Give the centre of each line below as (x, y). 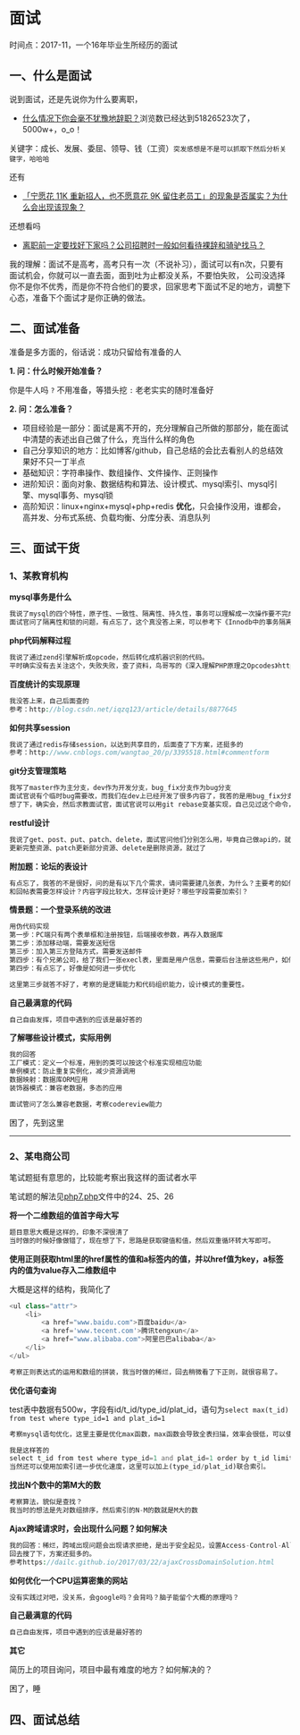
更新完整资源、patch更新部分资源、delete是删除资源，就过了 (108, 848)
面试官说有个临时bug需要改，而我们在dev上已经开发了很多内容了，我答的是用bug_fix (145, 796)
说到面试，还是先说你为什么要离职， (76, 98)
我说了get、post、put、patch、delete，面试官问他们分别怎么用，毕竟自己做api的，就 (150, 839)
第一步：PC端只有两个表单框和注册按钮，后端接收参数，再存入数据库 (116, 935)
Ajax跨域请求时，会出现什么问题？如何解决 (88, 1528)
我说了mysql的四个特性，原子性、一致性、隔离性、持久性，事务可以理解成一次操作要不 (146, 614)
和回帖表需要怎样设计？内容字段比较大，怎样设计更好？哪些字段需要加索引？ (129, 891)
